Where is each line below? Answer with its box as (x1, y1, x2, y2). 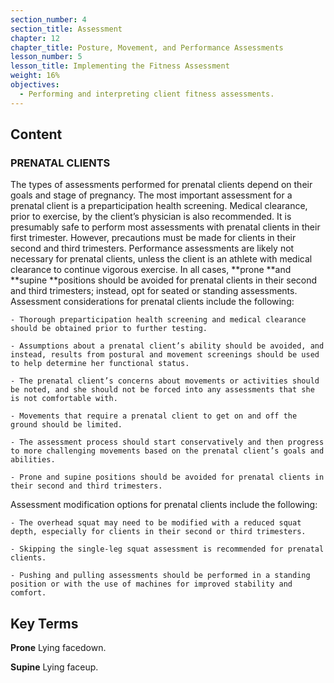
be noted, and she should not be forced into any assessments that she (10, 385, 315, 395)
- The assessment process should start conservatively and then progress (10, 437, 325, 448)
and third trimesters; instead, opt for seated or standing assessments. (10, 285, 298, 297)
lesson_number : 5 (10, 52, 83, 62)
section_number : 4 (10, 14, 87, 25)
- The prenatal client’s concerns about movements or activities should (10, 376, 320, 386)
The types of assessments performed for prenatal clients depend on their (10, 179, 313, 191)
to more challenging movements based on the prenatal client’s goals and (10, 446, 325, 456)
